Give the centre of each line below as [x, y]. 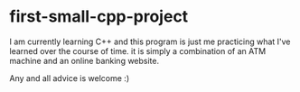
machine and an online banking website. [84, 60]
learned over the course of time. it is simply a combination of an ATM [138, 51]
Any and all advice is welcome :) [69, 78]
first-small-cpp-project [99, 17]
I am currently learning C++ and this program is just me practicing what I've [150, 41]
